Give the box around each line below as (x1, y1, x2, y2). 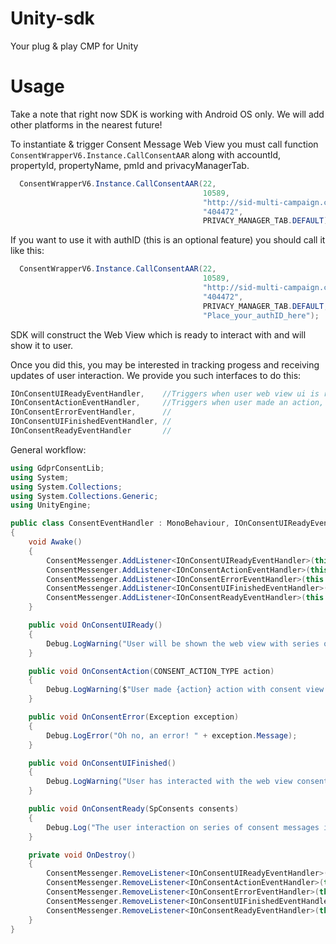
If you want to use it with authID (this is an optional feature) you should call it (10, 234, 326, 246)
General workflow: (10, 443, 87, 456)
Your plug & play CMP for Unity (10, 40, 139, 52)
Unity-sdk (10, 7, 95, 30)
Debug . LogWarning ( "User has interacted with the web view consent (46, 777, 329, 787)
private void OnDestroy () (28, 850, 137, 860)
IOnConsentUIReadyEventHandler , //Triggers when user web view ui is (10, 388, 320, 399)
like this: (10, 245, 45, 257)
